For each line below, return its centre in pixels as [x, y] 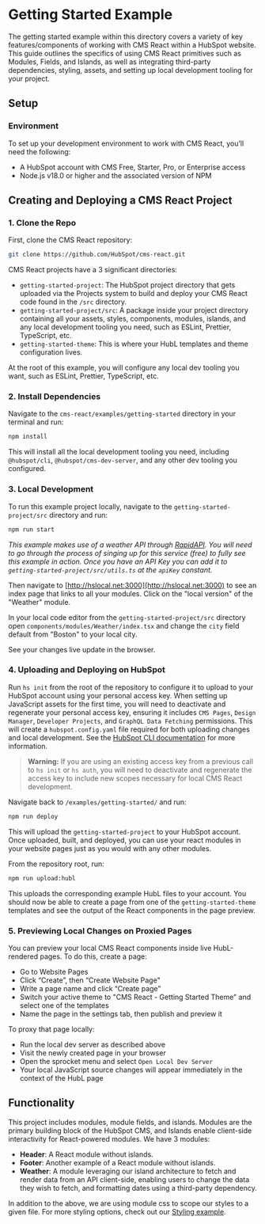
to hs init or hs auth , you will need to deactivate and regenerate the [140, 770]
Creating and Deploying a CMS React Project [120, 201]
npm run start [32, 529]
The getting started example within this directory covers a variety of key [126, 36]
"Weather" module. [40, 602]
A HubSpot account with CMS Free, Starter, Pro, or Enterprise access [132, 167]
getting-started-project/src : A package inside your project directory [134, 310]
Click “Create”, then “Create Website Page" [90, 980]
